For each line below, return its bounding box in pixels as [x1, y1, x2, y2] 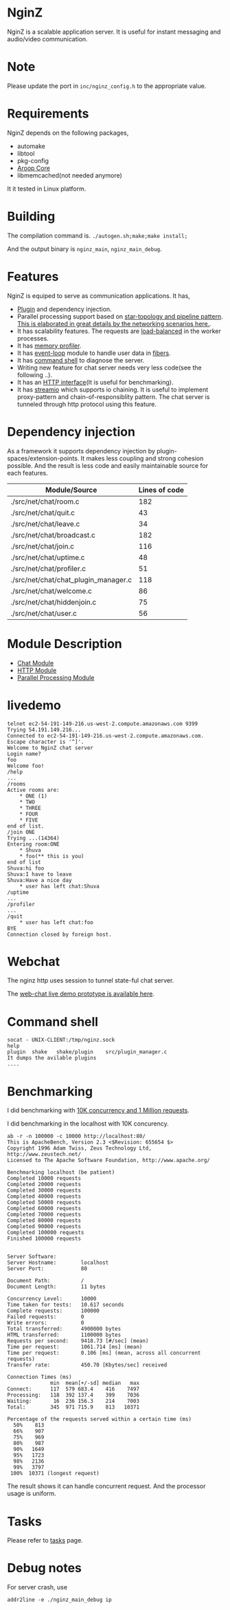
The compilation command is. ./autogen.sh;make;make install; [7, 231, 188, 239]
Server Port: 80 [7, 1265, 88, 1272]
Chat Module [16, 658, 54, 667]
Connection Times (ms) [7, 1374, 72, 1381]
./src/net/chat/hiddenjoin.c [10, 597, 97, 607]
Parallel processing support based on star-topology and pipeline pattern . [16, 312, 223, 321]
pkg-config [16, 156, 49, 164]
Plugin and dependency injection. [16, 305, 112, 313]
